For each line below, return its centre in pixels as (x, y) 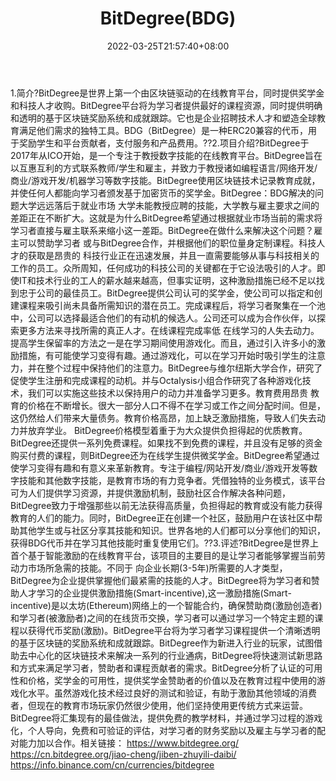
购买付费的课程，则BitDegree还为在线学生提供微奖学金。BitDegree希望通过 (165, 455)
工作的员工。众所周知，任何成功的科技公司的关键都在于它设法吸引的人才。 (163, 268)
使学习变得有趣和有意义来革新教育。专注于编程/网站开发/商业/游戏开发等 (160, 468)
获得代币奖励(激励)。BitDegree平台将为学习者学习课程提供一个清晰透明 (174, 630)
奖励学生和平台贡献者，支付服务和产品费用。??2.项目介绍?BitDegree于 (164, 143)
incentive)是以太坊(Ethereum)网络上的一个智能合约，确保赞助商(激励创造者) (166, 605)
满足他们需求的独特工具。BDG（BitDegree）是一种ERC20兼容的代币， (163, 130)
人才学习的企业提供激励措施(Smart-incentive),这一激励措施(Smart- (155, 593)
